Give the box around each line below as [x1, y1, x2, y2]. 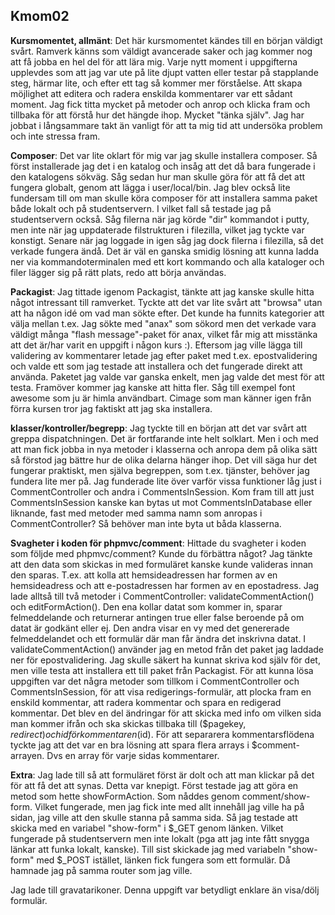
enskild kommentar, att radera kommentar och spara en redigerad [10, 696, 282, 708]
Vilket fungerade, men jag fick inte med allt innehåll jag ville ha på [34, 800, 305, 813]
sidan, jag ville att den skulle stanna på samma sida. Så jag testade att [10, 811, 298, 823]
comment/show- [241, 790, 311, 802]
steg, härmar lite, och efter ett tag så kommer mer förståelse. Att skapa [10, 77, 303, 89]
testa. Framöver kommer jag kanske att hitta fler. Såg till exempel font [10, 381, 296, 393]
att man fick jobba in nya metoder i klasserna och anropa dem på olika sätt [10, 443, 318, 455]
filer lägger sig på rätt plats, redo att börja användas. [10, 266, 227, 278]
